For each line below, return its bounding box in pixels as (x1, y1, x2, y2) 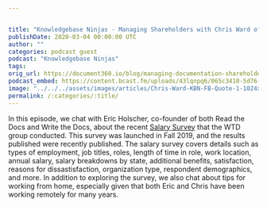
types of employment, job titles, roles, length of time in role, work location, (8, 148, 252, 157)
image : (8, 84, 30, 92)
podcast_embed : (8, 77, 59, 85)
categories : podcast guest (8, 48, 98, 56)
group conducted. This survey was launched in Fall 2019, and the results (8, 130, 246, 140)
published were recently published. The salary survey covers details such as (8, 139, 259, 148)
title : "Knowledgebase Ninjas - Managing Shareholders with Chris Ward (8, 25, 250, 33)
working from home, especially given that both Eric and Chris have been (8, 181, 245, 190)
